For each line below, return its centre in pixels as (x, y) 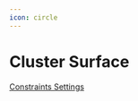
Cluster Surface (69, 61)
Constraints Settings (47, 87)
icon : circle (34, 17)
